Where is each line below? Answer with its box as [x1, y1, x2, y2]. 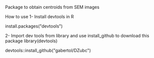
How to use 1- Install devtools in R [5, 14, 74, 19]
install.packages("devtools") [5, 23, 63, 29]
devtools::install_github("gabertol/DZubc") [5, 48, 91, 53]
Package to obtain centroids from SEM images [5, 4, 100, 10]
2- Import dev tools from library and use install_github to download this [5, 33, 150, 38]
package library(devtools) [5, 38, 58, 44]
